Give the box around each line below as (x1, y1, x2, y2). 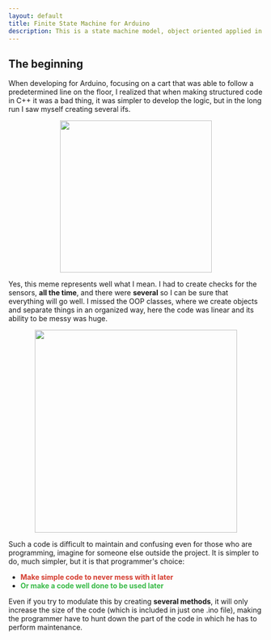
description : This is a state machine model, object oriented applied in (8, 27, 263, 35)
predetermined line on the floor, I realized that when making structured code (8, 87, 263, 97)
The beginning (8, 57, 83, 71)
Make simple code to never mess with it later (19, 573, 174, 582)
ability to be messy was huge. (8, 314, 108, 324)
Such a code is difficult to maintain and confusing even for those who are (8, 539, 252, 549)
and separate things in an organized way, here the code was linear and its (8, 305, 255, 315)
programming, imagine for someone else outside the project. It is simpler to (8, 548, 259, 558)
